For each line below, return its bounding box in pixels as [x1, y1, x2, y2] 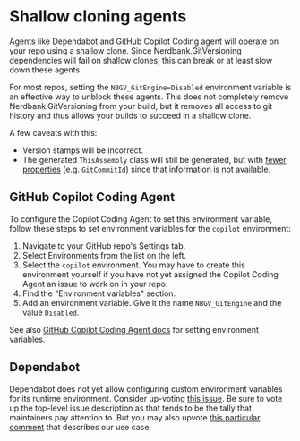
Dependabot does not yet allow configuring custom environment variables [9, 383, 283, 394]
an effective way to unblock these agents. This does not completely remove [9, 91, 289, 102]
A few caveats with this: [9, 127, 98, 138]
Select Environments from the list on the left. [21, 250, 186, 260]
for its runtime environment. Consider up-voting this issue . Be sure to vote [9, 393, 283, 403]
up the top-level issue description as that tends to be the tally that [9, 403, 253, 413]
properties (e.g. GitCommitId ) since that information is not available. [21, 164, 271, 174]
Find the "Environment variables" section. [21, 288, 176, 299]
